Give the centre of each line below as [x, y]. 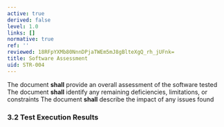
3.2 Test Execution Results [53, 117]
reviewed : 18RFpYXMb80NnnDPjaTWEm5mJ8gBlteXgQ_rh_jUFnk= [91, 52]
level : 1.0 [23, 26]
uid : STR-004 [26, 65]
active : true [26, 13]
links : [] [21, 33]
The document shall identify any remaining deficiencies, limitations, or [108, 92]
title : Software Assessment [48, 59]
